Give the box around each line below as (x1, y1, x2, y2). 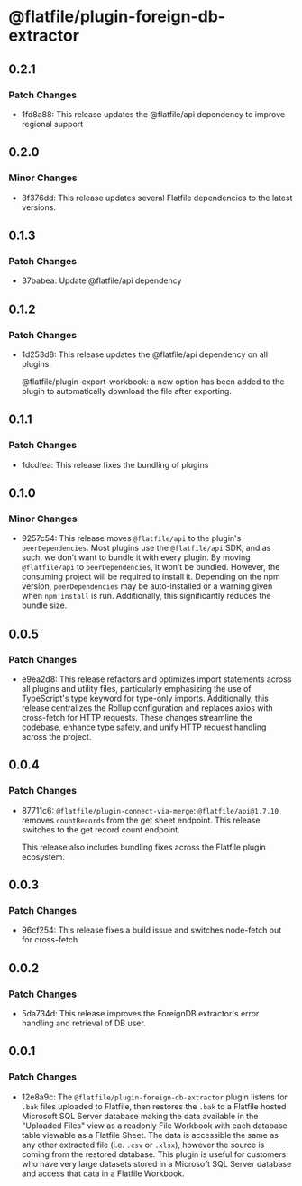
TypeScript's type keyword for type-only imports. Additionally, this (21, 693, 270, 703)
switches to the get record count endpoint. (21, 823, 181, 835)
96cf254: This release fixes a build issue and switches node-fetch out (21, 924, 282, 935)
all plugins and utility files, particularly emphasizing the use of (21, 684, 252, 694)
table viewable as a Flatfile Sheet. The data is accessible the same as (21, 1129, 279, 1140)
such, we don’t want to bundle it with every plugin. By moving (21, 552, 251, 563)
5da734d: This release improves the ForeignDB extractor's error (21, 1008, 260, 1019)
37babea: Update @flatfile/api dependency (21, 275, 182, 286)
